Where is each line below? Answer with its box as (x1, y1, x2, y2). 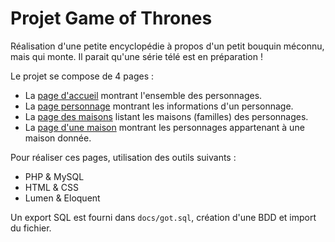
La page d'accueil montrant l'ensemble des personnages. (24, 89, 263, 101)
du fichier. (10, 222, 52, 234)
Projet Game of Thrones (10, 7, 213, 30)
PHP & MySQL (24, 170, 85, 182)
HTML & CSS (24, 181, 79, 193)
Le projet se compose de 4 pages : (10, 70, 155, 82)
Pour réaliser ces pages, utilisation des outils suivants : (10, 151, 237, 163)
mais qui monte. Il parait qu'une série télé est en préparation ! (10, 50, 263, 62)
